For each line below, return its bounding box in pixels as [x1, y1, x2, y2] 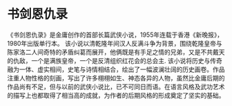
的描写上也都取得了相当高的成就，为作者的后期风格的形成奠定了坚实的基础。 [7, 91, 225, 99]
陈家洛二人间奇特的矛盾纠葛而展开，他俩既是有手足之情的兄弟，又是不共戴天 [7, 48, 225, 56]
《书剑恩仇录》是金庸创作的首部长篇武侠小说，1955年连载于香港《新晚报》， [7, 30, 223, 39]
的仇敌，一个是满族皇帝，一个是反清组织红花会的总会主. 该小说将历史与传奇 [7, 56, 222, 64]
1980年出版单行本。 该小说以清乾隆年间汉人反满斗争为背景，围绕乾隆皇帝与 [7, 39, 222, 47]
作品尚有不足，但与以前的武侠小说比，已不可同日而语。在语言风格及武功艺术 [7, 82, 225, 91]
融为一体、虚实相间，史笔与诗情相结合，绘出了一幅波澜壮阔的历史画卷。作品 [7, 65, 225, 73]
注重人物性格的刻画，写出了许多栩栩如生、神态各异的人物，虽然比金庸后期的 [7, 73, 225, 82]
